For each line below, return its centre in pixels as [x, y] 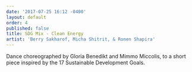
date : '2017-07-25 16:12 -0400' [46, 12]
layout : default [26, 17]
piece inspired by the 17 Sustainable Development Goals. [76, 62]
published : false [28, 28]
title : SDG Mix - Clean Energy [45, 34]
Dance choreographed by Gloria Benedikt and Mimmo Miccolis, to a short [96, 56]
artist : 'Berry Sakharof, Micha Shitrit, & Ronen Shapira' [81, 39]
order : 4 [17, 23]
